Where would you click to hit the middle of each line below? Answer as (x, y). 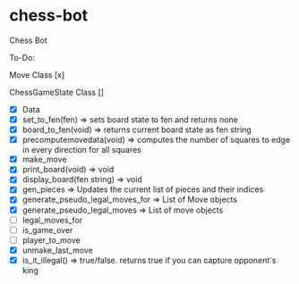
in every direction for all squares (81, 150)
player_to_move (51, 240)
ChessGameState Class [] (57, 92)
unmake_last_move (58, 250)
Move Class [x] (37, 75)
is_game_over (47, 230)
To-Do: (22, 57)
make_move (44, 159)
